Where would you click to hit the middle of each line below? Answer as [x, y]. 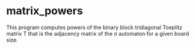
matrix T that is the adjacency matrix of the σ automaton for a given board [98, 33]
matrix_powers [45, 11]
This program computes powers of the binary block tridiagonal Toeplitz [94, 27]
